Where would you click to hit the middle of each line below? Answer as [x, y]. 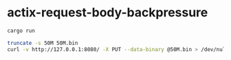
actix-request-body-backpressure [108, 13]
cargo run [21, 31]
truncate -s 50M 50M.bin [43, 43]
